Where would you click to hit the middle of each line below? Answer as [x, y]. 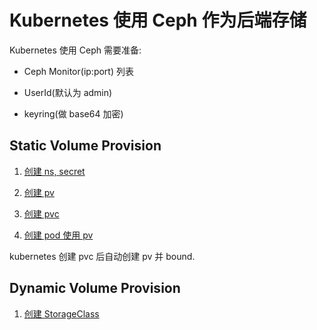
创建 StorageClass [61, 313]
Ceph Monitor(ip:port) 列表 [78, 71]
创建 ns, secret [54, 171]
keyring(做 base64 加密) [73, 113]
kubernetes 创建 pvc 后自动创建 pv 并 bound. [102, 256]
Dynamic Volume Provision [95, 288]
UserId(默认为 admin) [68, 92]
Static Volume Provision [85, 146]
